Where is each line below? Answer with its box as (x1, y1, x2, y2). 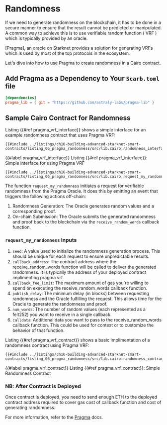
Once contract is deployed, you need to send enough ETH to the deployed (5, 394, 158, 400)
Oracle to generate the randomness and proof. (12, 301, 108, 307)
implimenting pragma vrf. (12, 274, 64, 280)
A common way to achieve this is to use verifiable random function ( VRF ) (5, 30, 157, 36)
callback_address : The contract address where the (12, 258, 117, 264)
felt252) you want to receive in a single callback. (12, 312, 112, 318)
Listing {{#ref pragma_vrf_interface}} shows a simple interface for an (5, 127, 146, 133)
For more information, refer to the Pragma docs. (5, 414, 103, 420)
